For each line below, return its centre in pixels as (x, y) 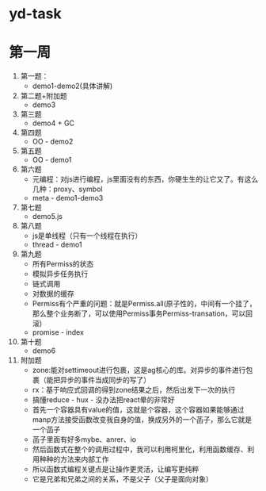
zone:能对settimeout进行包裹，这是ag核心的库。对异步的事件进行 (139, 370)
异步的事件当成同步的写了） (105, 380)
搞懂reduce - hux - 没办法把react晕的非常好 (103, 400)
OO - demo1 (52, 160)
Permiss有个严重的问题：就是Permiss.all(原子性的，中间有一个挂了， (144, 304)
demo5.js (47, 217)
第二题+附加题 (44, 96)
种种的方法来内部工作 (74, 459)
